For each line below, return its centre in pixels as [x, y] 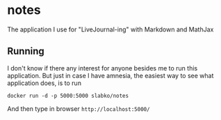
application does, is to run [44, 83]
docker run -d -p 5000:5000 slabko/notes [68, 96]
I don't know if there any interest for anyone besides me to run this [103, 68]
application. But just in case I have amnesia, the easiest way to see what [110, 75]
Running [26, 51]
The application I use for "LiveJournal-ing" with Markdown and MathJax [110, 29]
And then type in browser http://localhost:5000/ [79, 108]
